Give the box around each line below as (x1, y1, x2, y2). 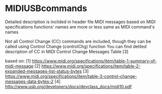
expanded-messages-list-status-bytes (5, 68, 82, 74)
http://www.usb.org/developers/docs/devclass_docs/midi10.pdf (5, 83, 132, 89)
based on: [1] (5, 58, 31, 64)
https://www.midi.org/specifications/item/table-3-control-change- (5, 73, 137, 79)
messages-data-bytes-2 (5, 78, 54, 84)
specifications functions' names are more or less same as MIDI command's (5, 24, 155, 29)
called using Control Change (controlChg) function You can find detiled (5, 43, 147, 49)
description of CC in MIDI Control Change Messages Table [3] (5, 49, 129, 54)
